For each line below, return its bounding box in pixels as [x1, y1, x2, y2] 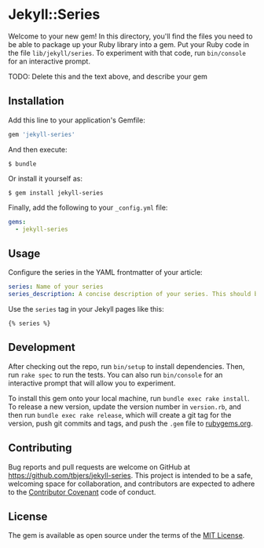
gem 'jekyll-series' [8, 130, 76, 138]
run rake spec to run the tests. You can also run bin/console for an [8, 370, 223, 379]
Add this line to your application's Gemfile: [8, 115, 145, 125]
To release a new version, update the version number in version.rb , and [8, 402, 242, 411]
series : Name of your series [8, 283, 104, 291]
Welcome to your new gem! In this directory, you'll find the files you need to [8, 31, 253, 41]
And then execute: [8, 144, 68, 154]
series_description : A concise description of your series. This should [8, 290, 251, 298]
